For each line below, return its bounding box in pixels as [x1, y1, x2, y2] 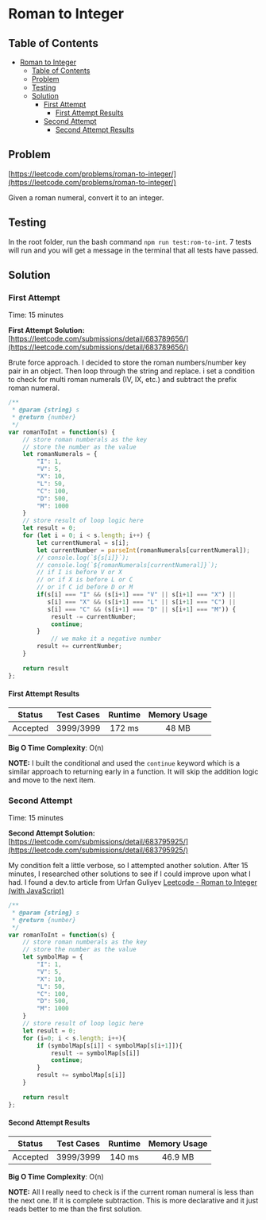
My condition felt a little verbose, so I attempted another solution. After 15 [8, 861, 249, 871]
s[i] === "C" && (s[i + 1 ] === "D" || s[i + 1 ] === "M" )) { [47, 605, 237, 613]
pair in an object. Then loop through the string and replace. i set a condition [8, 366, 256, 376]
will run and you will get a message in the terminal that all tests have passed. [8, 245, 259, 255]
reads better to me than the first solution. [8, 1204, 143, 1214]
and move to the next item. [8, 775, 96, 785]
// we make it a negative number [50, 635, 161, 643]
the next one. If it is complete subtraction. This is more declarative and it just [8, 1195, 259, 1205]
